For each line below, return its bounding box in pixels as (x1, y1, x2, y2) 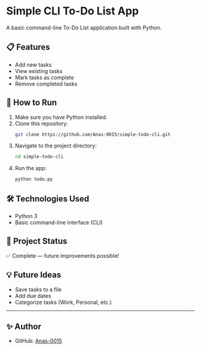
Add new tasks (14, 61, 52, 68)
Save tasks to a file (14, 286, 62, 293)
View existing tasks (14, 67, 63, 74)
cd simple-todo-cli (14, 154, 64, 160)
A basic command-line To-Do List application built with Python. (6, 24, 162, 31)
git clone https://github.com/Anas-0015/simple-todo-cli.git (14, 131, 171, 137)
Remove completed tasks (14, 80, 78, 87)
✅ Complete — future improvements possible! (6, 252, 120, 259)
